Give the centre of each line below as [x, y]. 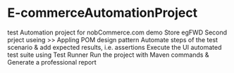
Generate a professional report [52, 62]
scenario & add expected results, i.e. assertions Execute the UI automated [115, 47]
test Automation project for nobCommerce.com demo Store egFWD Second [117, 32]
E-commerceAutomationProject [103, 13]
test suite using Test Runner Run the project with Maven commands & [108, 55]
